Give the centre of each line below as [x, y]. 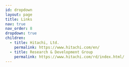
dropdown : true [21, 33]
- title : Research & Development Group [51, 52]
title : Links [19, 19]
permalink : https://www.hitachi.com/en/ [57, 47]
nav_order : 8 [19, 29]
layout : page [19, 15]
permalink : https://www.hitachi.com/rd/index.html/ [69, 57]
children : [16, 38]
